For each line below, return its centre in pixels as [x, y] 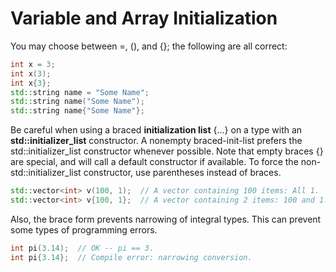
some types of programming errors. [84, 229]
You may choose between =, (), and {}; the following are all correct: [149, 46]
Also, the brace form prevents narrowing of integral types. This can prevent [166, 219]
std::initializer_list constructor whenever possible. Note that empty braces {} [167, 151]
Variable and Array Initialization [144, 18]
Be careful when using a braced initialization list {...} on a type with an [156, 130]
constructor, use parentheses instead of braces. [182, 173]
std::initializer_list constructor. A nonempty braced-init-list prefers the [156, 141]
